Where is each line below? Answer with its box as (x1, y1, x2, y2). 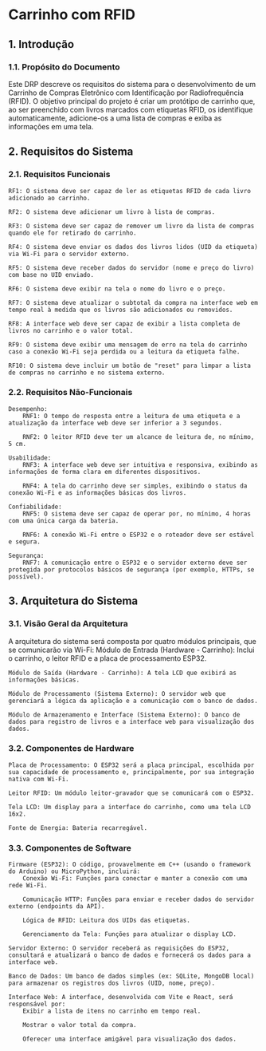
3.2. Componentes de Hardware (8, 743, 135, 754)
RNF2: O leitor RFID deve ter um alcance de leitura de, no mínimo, (22, 433, 255, 441)
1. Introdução (8, 38, 74, 51)
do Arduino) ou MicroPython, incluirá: (8, 867, 141, 875)
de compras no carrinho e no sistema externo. (8, 369, 166, 377)
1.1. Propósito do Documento (8, 61, 121, 73)
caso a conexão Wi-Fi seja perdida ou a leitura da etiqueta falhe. (8, 347, 241, 356)
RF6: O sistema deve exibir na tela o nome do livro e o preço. (8, 285, 226, 293)
